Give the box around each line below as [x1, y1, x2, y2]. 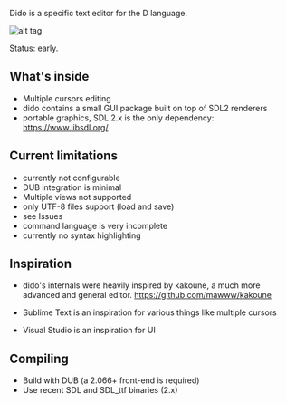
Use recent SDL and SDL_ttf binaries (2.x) [22, 385, 178, 396]
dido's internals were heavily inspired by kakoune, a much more [22, 280, 261, 291]
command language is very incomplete [22, 220, 168, 231]
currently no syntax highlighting [22, 230, 142, 241]
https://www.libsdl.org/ [22, 121, 109, 132]
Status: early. [9, 43, 59, 53]
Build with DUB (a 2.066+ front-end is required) [22, 375, 200, 386]
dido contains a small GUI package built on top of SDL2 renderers [22, 102, 268, 113]
